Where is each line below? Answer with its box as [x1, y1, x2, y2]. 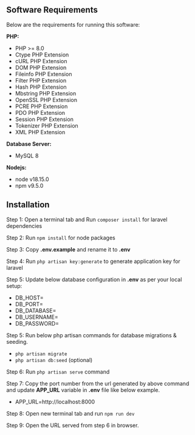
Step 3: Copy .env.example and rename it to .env [6, 245, 131, 253]
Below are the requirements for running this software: [6, 21, 140, 28]
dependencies [6, 222, 43, 230]
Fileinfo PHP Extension [15, 70, 72, 78]
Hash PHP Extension [15, 83, 67, 91]
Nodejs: [6, 163, 27, 171]
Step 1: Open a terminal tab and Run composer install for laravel [6, 216, 168, 223]
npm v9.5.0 [15, 182, 44, 189]
